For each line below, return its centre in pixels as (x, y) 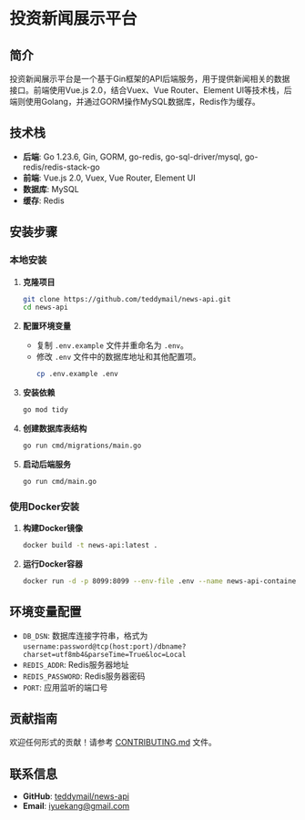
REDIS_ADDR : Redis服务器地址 (76, 664)
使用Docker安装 (45, 507)
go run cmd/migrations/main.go (82, 446)
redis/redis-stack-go (61, 167)
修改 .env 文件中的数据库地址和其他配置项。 (119, 357)
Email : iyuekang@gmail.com (76, 806)
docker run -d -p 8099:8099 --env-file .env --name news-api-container (161, 581)
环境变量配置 (46, 612)
